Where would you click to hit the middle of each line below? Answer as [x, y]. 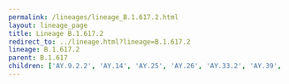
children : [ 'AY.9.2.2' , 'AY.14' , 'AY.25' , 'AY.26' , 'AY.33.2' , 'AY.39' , [145, 66]
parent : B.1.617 [38, 58]
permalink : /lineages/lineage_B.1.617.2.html [93, 17]
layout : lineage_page [48, 25]
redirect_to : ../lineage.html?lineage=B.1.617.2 [99, 42]
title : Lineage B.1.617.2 [56, 33]
